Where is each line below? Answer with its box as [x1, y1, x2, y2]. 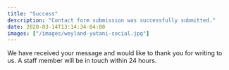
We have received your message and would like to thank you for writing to [7, 49, 223, 57]
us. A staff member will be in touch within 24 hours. [7, 57, 157, 65]
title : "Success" [7, 10, 58, 17]
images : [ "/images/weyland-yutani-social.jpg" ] [7, 29, 150, 37]
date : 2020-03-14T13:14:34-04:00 [7, 23, 106, 30]
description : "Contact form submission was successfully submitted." [7, 17, 216, 24]
